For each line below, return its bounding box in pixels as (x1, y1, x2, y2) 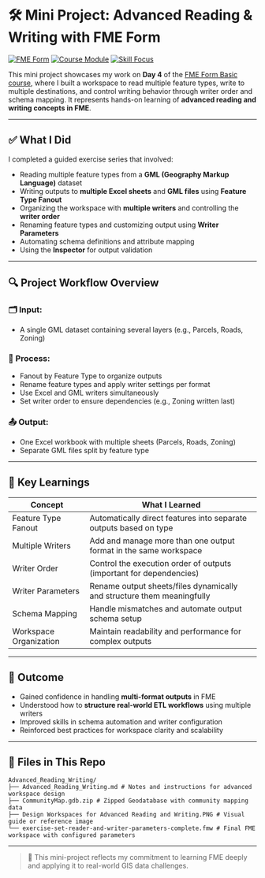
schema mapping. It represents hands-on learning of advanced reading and (8, 95, 256, 104)
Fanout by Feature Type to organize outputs (19, 371, 162, 381)
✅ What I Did (8, 133, 72, 147)
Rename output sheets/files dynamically (89, 580, 238, 591)
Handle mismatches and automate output (89, 603, 242, 614)
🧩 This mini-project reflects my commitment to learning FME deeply (27, 853, 248, 862)
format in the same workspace (89, 545, 203, 556)
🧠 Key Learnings (8, 476, 91, 489)
